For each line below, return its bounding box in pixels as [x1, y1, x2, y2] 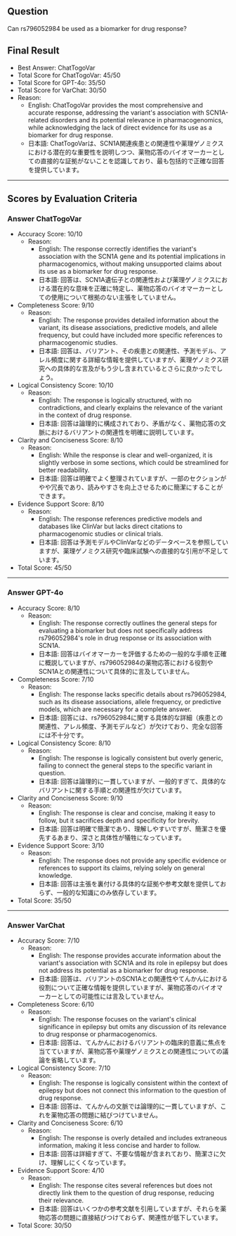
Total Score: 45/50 [17, 563, 72, 572]
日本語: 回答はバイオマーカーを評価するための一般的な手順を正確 [38, 649, 227, 658]
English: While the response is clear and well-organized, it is [38, 451, 213, 459]
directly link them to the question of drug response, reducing [38, 1188, 214, 1197]
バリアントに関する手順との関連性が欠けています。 [38, 786, 186, 794]
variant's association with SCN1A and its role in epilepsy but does [38, 958, 228, 967]
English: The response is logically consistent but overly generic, [38, 753, 223, 762]
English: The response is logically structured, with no [38, 396, 192, 404]
